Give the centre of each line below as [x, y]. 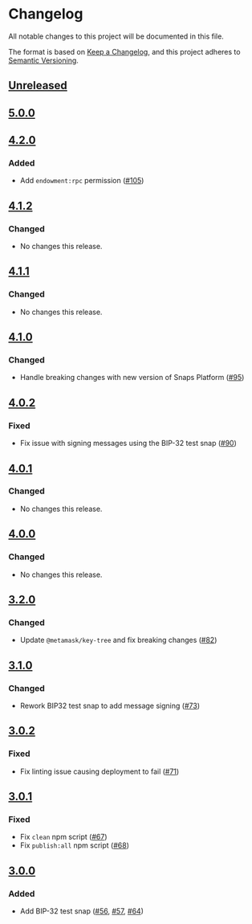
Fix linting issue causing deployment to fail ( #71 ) [100, 771]
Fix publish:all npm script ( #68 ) [75, 845]
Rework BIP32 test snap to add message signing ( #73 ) [110, 705]
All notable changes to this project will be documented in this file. [116, 36]
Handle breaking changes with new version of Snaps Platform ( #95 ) [132, 378]
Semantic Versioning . [43, 60]
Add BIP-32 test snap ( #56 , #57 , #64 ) [82, 911]
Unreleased [38, 86]
